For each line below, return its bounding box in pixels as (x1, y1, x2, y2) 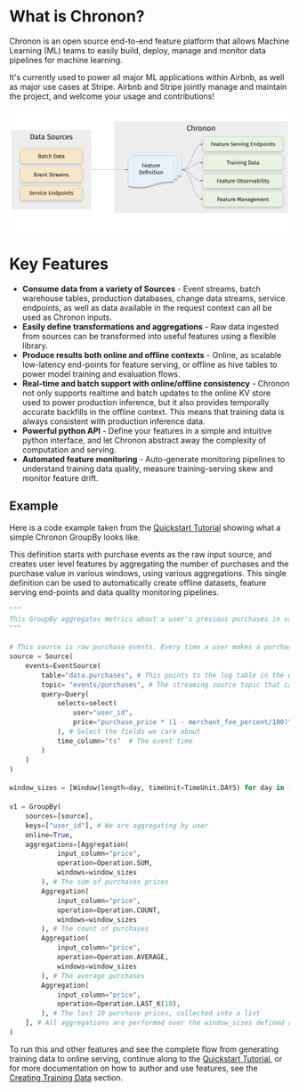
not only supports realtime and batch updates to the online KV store (21, 387, 271, 398)
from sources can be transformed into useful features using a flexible (21, 330, 277, 341)
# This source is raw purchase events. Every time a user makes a (9, 643, 261, 652)
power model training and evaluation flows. (21, 368, 181, 379)
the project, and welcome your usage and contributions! (9, 91, 215, 102)
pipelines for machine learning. (9, 54, 123, 65)
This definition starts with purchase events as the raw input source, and (9, 549, 272, 559)
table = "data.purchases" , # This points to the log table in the (41, 671, 285, 680)
